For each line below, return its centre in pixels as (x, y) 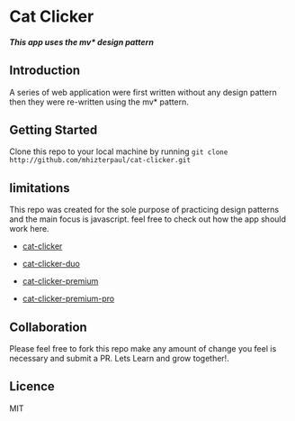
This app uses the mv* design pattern (82, 41)
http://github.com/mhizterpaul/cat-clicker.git (100, 160)
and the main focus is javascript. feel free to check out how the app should (147, 219)
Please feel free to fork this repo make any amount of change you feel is (143, 349)
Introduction (45, 71)
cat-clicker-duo (51, 264)
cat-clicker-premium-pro (68, 298)
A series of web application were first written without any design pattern (143, 92)
